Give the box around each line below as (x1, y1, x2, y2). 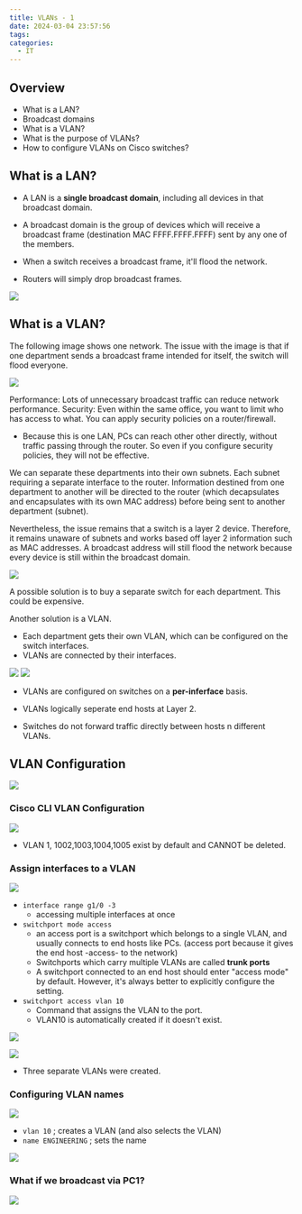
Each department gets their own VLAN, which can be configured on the (22, 630, 288, 641)
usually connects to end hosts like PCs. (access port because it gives (35, 937, 294, 948)
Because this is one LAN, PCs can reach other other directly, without (22, 430, 278, 442)
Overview (9, 80, 66, 96)
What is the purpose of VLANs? (22, 132, 140, 143)
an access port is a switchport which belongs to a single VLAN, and (35, 927, 288, 938)
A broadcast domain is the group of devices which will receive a (22, 219, 261, 230)
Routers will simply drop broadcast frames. (22, 273, 183, 284)
